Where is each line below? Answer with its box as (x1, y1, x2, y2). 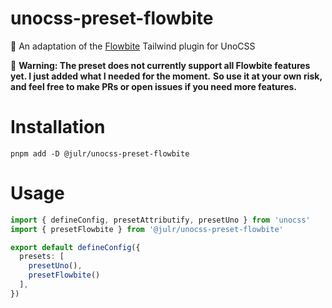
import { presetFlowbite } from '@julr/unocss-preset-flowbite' (10, 224, 284, 234)
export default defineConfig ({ (10, 242, 141, 252)
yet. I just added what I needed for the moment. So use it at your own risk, (10, 70, 323, 82)
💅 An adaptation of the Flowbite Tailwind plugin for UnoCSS (10, 40, 256, 52)
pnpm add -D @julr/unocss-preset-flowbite (10, 148, 190, 159)
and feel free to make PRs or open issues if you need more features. (10, 80, 298, 92)
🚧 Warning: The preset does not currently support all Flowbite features (10, 59, 311, 71)
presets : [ (19, 252, 65, 262)
